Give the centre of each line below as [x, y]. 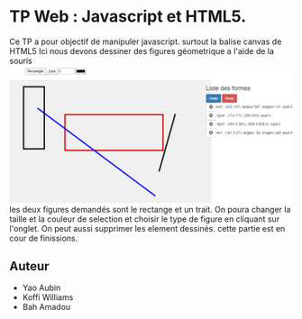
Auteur [29, 266]
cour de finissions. [44, 238]
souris [21, 60]
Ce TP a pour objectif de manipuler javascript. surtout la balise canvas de [146, 41]
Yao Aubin [41, 288]
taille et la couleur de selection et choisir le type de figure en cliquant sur [145, 219]
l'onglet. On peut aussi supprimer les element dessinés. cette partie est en [147, 228]
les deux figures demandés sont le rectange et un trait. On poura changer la [150, 209]
